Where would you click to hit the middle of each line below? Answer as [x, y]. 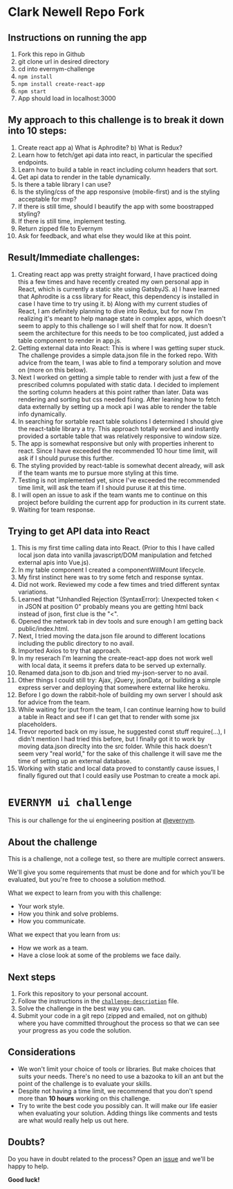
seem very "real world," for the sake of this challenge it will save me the [120, 754]
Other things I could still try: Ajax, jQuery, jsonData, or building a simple [119, 680]
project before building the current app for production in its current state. [122, 502]
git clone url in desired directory [63, 62]
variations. [33, 592]
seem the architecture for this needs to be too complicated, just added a [121, 333]
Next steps [32, 977]
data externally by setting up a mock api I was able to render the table [117, 406]
